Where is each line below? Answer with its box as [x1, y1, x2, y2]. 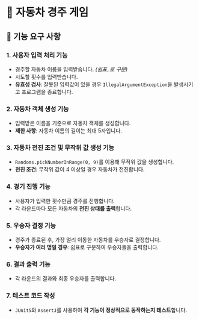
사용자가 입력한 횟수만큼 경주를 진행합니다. [14, 197, 115, 205]
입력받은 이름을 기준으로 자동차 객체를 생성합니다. [14, 120, 131, 127]
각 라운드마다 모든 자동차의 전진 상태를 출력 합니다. [14, 205, 132, 212]
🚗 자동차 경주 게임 [6, 5, 89, 19]
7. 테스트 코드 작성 [6, 291, 55, 300]
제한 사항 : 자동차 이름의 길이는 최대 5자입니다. [14, 127, 122, 134]
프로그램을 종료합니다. [21, 88, 73, 95]
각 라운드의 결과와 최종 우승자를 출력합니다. [14, 275, 117, 282]
